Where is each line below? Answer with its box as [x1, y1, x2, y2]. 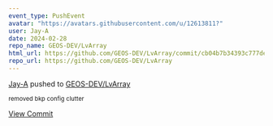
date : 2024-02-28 [8, 34, 67, 43]
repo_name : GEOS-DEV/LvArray [8, 42, 107, 50]
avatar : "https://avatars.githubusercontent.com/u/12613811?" [8, 19, 223, 27]
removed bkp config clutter [8, 94, 84, 103]
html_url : [8, 49, 42, 57]
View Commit [8, 108, 54, 118]
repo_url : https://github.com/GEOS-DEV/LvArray [8, 57, 173, 65]
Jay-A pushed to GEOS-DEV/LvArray [8, 78, 131, 89]
